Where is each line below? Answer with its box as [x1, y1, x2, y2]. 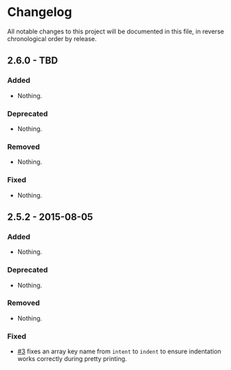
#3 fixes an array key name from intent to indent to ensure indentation [17, 347, 221, 355]
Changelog [7, 4, 72, 20]
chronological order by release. [7, 34, 97, 42]
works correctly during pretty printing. [17, 355, 127, 363]
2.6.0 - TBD [7, 55, 58, 67]
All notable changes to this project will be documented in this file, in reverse [7, 27, 225, 35]
